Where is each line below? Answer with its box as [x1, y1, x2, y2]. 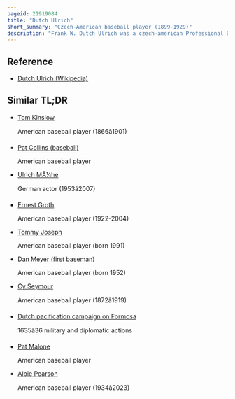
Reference [7, 55, 54, 67]
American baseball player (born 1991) [17, 241, 125, 249]
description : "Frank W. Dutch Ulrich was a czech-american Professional [7, 29, 224, 37]
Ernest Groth [17, 200, 55, 209]
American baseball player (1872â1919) [17, 295, 127, 304]
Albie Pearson [17, 369, 58, 378]
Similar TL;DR [7, 94, 68, 106]
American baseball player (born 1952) [17, 268, 126, 276]
